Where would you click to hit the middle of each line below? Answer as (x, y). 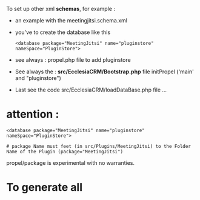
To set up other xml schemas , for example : (61, 9)
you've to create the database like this (63, 32)
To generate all (45, 188)
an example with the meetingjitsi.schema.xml (71, 20)
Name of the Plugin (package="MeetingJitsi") (65, 152)
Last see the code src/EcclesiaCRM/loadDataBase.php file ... (91, 90)
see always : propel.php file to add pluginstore (73, 60)
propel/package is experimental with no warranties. (71, 162)
